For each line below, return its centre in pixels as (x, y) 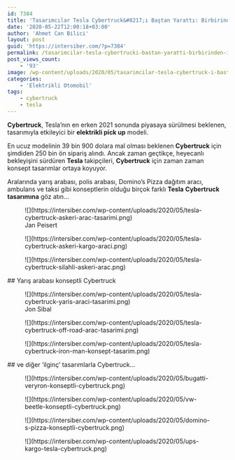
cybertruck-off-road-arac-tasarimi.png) (82, 330)
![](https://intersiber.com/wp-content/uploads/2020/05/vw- (111, 399)
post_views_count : (34, 60)
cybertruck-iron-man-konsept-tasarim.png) (87, 351)
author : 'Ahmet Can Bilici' (48, 33)
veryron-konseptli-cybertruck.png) (75, 385)
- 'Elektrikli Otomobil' (56, 85)
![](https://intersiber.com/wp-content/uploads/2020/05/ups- (112, 441)
